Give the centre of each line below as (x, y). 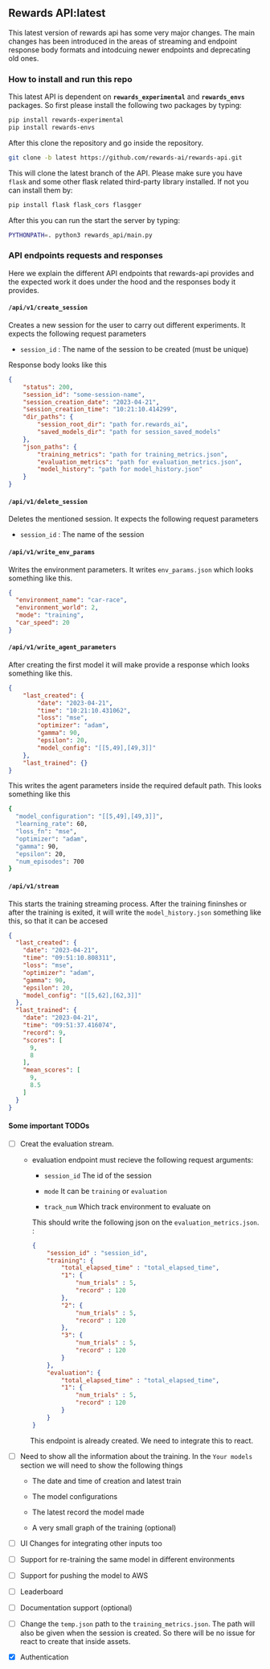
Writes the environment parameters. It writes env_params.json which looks (131, 569)
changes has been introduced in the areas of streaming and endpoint (123, 41)
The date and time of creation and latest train (107, 1481)
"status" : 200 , (48, 387)
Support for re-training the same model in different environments (127, 1559)
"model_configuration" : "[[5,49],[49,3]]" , (89, 816)
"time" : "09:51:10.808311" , (70, 958)
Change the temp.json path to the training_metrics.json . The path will (137, 1624)
